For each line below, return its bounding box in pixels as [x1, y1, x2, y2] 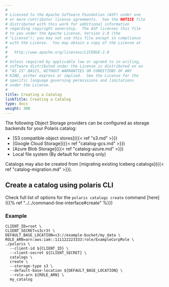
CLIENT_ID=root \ [5, 224, 42, 229]
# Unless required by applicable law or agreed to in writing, [5, 59, 141, 64]
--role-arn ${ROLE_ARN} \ [10, 272, 65, 278]
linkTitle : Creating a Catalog [5, 97, 71, 102]
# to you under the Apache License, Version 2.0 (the [5, 31, 121, 36]
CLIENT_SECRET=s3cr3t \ [5, 228, 55, 233]
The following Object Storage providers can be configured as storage [5, 120, 150, 126]
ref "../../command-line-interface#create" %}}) [16, 200, 113, 206]
